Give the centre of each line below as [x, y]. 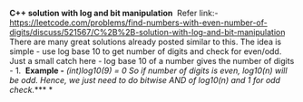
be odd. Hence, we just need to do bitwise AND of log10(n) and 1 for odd [145, 80]
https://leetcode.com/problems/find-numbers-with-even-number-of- [138, 23]
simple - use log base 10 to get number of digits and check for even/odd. [146, 51]
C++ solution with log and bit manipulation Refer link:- [114, 13]
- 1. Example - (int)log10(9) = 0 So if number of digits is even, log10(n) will [148, 70]
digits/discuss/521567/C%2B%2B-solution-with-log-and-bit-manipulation [147, 32]
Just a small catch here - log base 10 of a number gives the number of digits [152, 61]
